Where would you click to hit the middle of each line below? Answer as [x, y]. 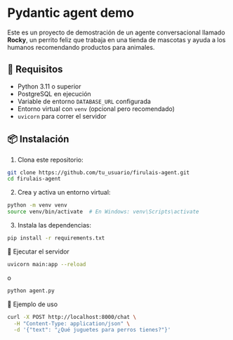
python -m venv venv [38, 205]
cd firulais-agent [34, 179]
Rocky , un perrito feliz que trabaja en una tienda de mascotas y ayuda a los [116, 39]
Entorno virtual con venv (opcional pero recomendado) [96, 109]
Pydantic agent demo [71, 13]
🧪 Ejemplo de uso [33, 304]
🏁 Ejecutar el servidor [39, 251]
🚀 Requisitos [35, 69]
